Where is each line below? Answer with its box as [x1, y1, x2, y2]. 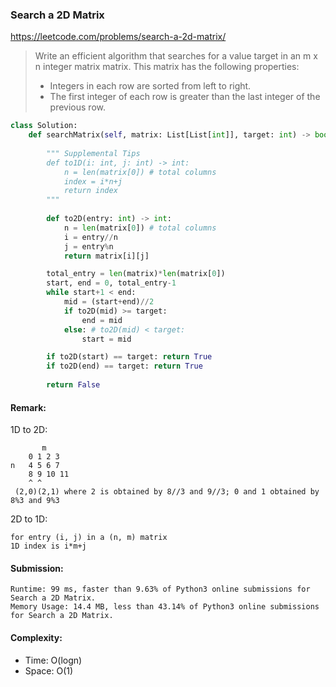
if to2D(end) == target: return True [46, 361, 203, 372]
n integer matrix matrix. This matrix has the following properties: [34, 61, 300, 73]
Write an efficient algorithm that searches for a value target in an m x [34, 50, 318, 62]
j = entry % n [63, 241, 114, 252]
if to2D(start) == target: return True [46, 352, 213, 362]
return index [63, 186, 118, 196]
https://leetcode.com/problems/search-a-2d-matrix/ [10, 31, 227, 43]
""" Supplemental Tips [46, 148, 141, 158]
